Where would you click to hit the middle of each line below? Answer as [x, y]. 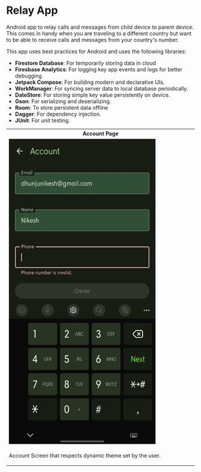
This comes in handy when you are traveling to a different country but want [99, 33]
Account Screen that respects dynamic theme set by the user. [85, 456]
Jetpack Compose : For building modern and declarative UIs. [90, 82]
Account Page [100, 134]
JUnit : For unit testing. [42, 120]
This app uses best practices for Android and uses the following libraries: [96, 51]
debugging [28, 76]
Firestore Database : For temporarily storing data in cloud [86, 63]
